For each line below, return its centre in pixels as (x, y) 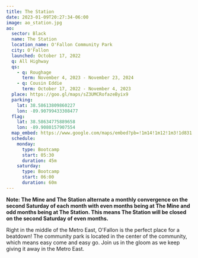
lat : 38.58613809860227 (46, 105)
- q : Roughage (34, 72)
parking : (22, 100)
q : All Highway (30, 61)
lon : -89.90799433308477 (47, 111)
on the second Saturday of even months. (57, 218)
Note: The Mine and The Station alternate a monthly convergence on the (97, 199)
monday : (26, 144)
